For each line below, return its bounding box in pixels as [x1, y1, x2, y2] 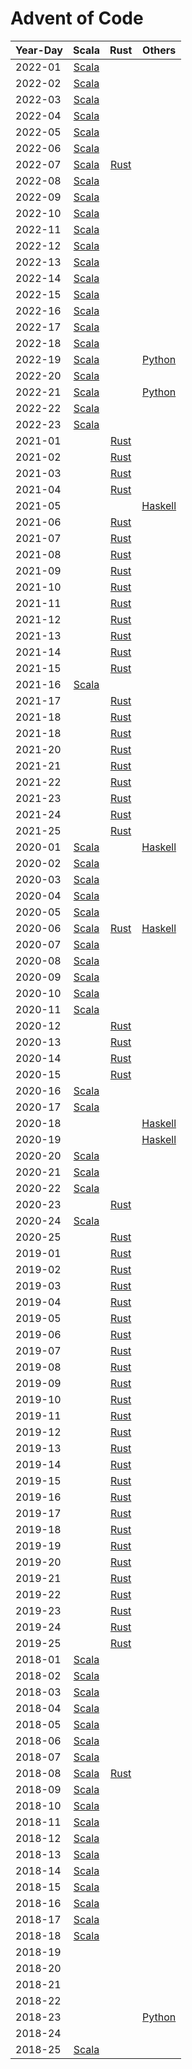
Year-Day [15, 43, 63, 57]
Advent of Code [10, 7, 144, 30]
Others [142, 43, 177, 57]
